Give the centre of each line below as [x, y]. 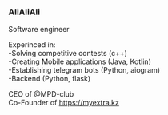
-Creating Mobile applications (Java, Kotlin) [80, 61]
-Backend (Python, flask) [50, 79]
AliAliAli [24, 12]
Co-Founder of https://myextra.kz [64, 103]
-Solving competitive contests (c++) [68, 54]
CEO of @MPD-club [41, 94]
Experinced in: [32, 45]
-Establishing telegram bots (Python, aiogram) [84, 70]
